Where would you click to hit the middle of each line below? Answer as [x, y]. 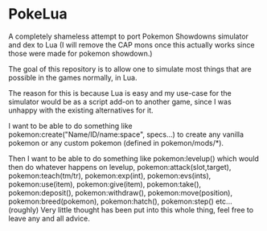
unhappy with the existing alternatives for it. [81, 110]
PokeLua [38, 14]
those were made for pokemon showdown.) [80, 53]
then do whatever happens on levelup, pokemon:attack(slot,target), [120, 167]
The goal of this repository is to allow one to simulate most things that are [130, 68]
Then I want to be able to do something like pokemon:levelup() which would [134, 159]
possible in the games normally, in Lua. [73, 77]
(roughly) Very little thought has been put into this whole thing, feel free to [131, 209]
